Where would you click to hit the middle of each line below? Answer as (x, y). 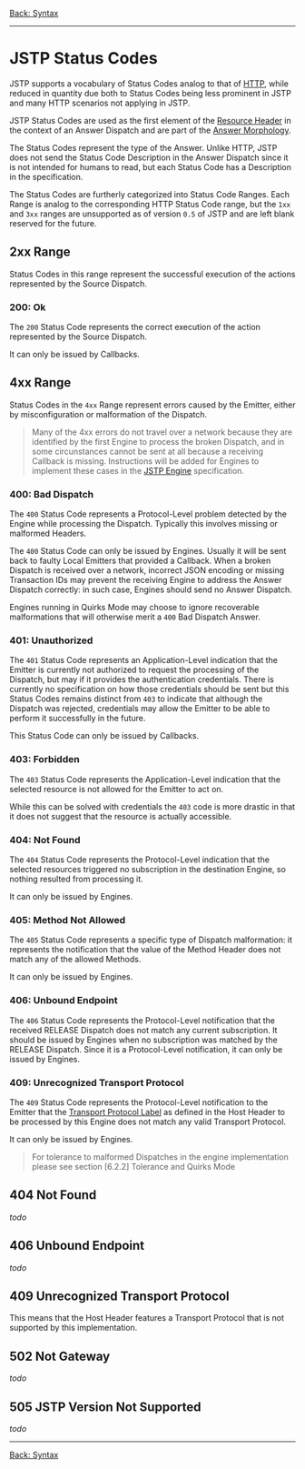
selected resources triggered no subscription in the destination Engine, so (148, 870)
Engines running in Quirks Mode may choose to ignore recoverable (135, 608)
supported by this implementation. (74, 1328)
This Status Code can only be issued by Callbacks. (104, 736)
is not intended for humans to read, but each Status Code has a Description (151, 166)
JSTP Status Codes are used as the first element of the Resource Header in (151, 120)
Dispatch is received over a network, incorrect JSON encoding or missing (147, 570)
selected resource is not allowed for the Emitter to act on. (117, 789)
